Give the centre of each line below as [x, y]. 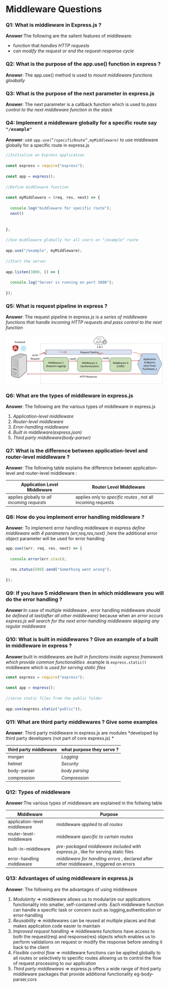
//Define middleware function [37, 187]
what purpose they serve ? [90, 749]
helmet [15, 764]
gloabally [15, 80]
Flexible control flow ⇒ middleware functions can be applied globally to [87, 952]
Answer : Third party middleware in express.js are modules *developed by [82, 733]
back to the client [31, 947]
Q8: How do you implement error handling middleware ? [75, 517]
